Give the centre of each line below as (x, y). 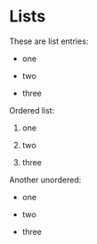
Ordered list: (32, 110)
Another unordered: (45, 180)
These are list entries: (49, 41)
